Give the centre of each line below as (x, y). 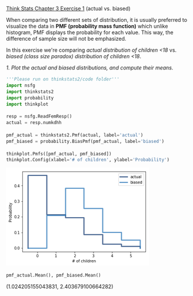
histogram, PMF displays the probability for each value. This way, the (90, 32)
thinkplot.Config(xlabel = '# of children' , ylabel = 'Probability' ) (88, 160)
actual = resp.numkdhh (34, 123)
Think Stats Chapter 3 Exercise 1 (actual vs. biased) (68, 9)
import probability (30, 98)
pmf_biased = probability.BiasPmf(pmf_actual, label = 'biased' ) (85, 141)
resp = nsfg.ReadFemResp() (39, 117)
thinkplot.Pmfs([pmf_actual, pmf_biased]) (59, 154)
